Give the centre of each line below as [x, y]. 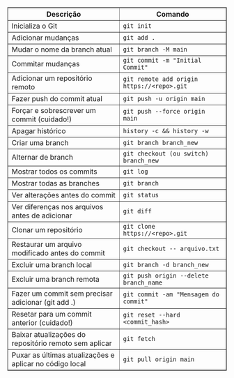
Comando [173, 14]
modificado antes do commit [58, 253]
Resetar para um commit [52, 314]
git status [141, 195]
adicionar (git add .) [44, 302]
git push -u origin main [164, 99]
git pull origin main [159, 360]
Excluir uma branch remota [55, 279]
